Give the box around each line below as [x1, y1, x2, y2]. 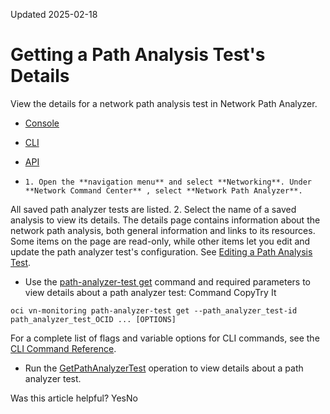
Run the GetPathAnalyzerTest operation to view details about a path [24, 362, 304, 374]
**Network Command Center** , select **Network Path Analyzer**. [24, 185, 303, 196]
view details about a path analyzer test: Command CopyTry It [24, 286, 277, 298]
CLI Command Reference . [10, 342, 117, 354]
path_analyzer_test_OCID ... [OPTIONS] [10, 314, 177, 324]
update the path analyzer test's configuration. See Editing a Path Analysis [10, 245, 313, 258]
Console [24, 117, 60, 129]
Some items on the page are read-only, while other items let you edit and [10, 235, 311, 247]
